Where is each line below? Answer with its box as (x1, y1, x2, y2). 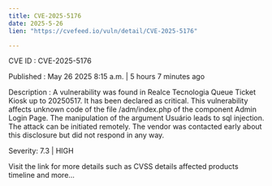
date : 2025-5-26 (8, 19, 63, 27)
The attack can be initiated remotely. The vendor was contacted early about (8, 122, 262, 132)
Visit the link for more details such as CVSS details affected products (8, 162, 239, 171)
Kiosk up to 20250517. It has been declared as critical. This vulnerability (8, 96, 248, 106)
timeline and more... (8, 171, 76, 180)
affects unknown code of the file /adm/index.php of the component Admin (8, 104, 257, 114)
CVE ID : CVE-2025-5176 (8, 56, 92, 66)
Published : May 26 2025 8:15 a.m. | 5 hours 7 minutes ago (8, 72, 205, 82)
